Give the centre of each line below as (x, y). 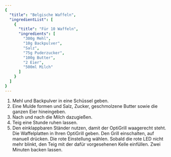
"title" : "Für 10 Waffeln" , (48, 29)
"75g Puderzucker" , (44, 53)
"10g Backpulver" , (43, 43)
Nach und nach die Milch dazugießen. (52, 117)
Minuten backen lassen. (37, 149)
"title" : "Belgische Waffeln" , (43, 15)
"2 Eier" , (34, 62)
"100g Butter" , (39, 58)
